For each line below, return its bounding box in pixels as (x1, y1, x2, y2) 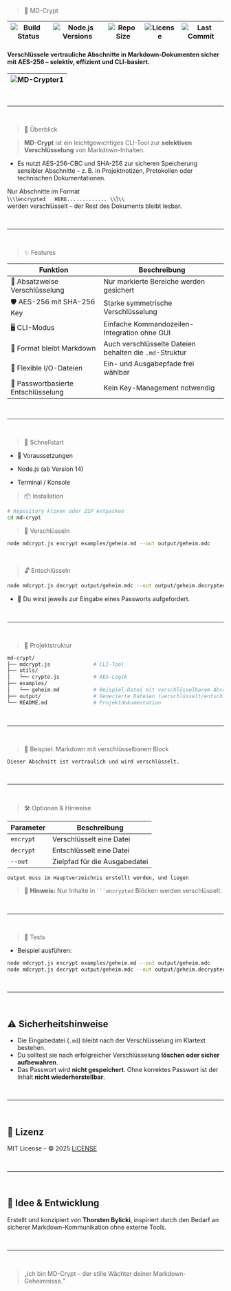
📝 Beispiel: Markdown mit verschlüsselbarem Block (23, 744, 169, 753)
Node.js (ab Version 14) (16, 465, 84, 473)
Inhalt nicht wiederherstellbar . (16, 1073, 105, 1081)
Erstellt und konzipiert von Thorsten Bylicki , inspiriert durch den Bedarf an (7, 1215, 219, 1224)
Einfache (103, 319, 132, 329)
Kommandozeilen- (133, 319, 195, 329)
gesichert (103, 286, 135, 295)
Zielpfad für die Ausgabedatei (52, 857, 148, 866)
